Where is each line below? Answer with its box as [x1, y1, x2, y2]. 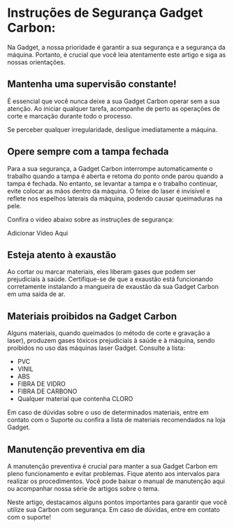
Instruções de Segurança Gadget [7, 5, 203, 21]
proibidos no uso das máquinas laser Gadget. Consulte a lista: [7, 344, 186, 352]
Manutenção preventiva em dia [7, 443, 145, 455]
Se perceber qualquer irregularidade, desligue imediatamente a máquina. [7, 125, 218, 134]
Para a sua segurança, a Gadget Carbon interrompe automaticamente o [7, 164, 213, 172]
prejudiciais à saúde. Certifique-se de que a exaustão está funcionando [7, 275, 213, 283]
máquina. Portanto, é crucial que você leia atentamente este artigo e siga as [7, 50, 226, 59]
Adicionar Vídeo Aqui [7, 229, 68, 237]
